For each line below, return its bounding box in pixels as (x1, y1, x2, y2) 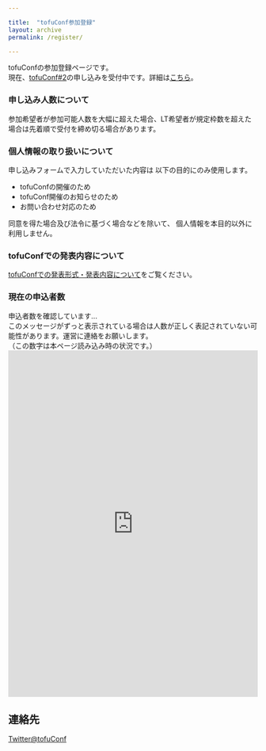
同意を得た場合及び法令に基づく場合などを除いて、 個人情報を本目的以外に (8, 219, 253, 228)
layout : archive (8, 25, 62, 34)
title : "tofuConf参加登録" (8, 18, 97, 26)
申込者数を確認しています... (8, 311, 97, 321)
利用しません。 (8, 228, 57, 238)
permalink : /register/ (8, 33, 83, 41)
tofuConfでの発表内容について (8, 250, 125, 261)
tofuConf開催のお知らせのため (19, 192, 119, 201)
